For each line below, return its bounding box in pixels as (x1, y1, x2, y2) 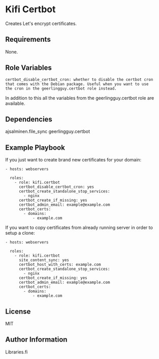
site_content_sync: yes (18, 258, 70, 263)
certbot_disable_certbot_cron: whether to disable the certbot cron (5, 77, 153, 82)
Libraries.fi (5, 349, 28, 355)
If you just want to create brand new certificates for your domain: (5, 157, 142, 163)
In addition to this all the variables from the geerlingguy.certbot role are (5, 95, 154, 101)
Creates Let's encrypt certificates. (5, 20, 77, 26)
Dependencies (5, 115, 52, 123)
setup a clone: (5, 230, 35, 236)
